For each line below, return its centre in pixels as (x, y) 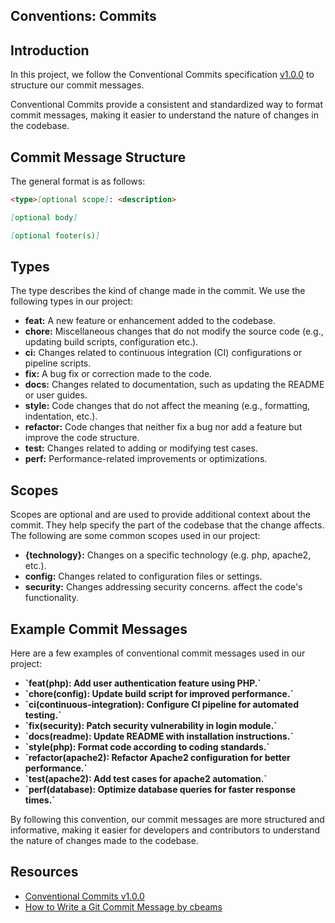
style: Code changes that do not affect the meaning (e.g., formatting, (167, 406)
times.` (40, 800)
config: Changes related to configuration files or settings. (143, 576)
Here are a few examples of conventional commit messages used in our (158, 653)
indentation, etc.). (61, 416)
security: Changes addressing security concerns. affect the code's (163, 587)
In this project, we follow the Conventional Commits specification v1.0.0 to (162, 75)
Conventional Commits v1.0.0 (84, 896)
